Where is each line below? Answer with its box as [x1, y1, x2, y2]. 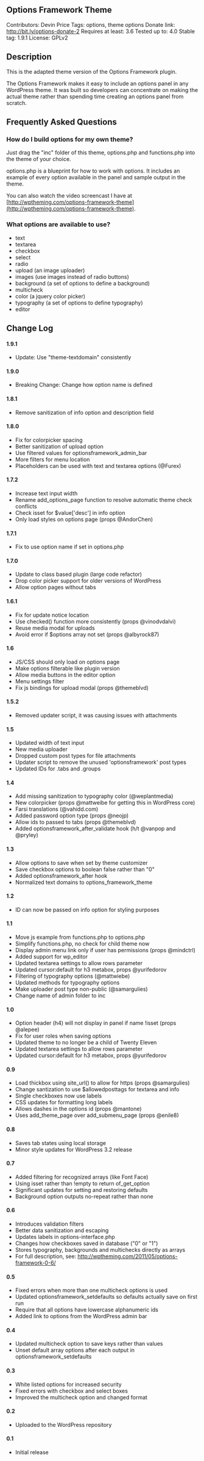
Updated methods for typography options [15, 979, 120, 986]
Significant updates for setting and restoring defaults [15, 1186, 148, 1193]
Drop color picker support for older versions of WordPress [15, 577, 161, 584]
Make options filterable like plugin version [15, 664, 120, 672]
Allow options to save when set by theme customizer [15, 859, 148, 866]
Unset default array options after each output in [15, 1346, 135, 1354]
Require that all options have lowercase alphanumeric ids [15, 1306, 158, 1313]
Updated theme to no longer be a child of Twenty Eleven [15, 1039, 157, 1046]
